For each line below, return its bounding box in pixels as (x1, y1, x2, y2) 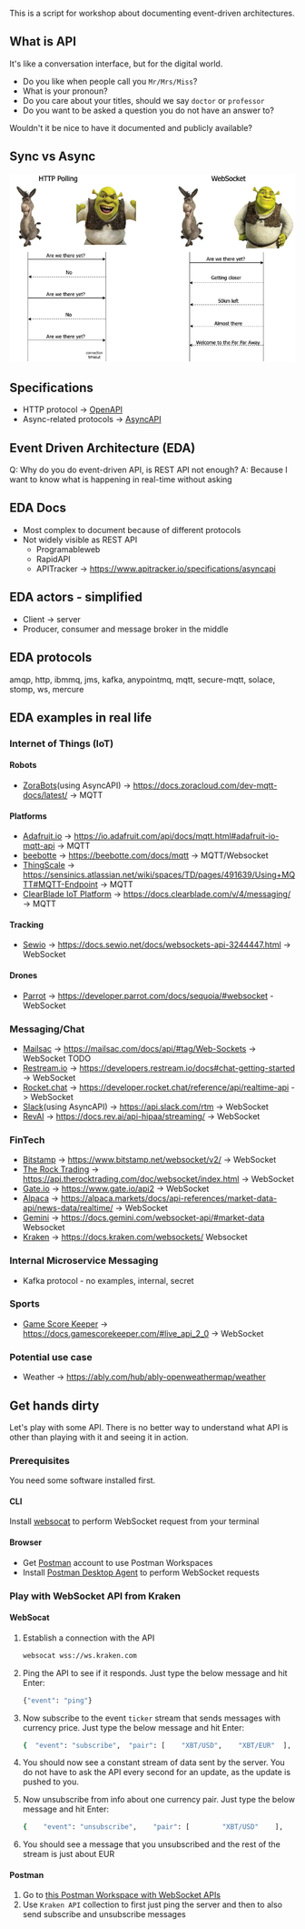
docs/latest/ (22, 790, 68, 801)
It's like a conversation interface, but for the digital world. (9, 58, 223, 69)
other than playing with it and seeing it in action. (9, 1431, 189, 1442)
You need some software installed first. (9, 1475, 156, 1486)
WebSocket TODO (22, 1053, 92, 1064)
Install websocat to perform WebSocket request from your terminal (9, 1516, 260, 1527)
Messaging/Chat (9, 1023, 85, 1035)
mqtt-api (22, 841, 55, 852)
